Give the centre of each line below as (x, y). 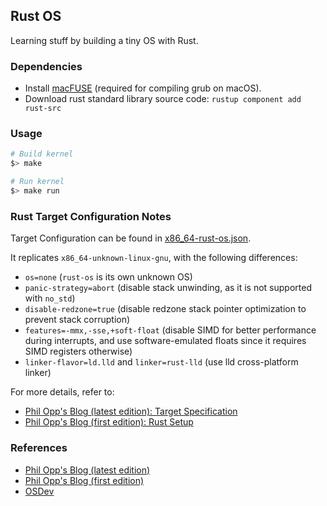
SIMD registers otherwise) (78, 351)
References (39, 448)
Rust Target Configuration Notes (91, 216)
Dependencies (46, 66)
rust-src (43, 109)
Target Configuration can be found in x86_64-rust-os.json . (131, 238)
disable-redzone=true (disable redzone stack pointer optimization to (165, 309)
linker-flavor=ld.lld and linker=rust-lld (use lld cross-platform (161, 362)
